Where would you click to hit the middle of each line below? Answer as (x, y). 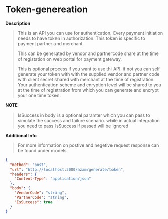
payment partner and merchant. (51, 43)
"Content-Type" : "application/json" (53, 179)
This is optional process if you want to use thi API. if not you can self (89, 69)
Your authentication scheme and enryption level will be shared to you (89, 85)
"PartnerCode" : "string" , (42, 197)
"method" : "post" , (29, 165)
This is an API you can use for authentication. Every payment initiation (90, 33)
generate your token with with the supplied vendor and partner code (89, 74)
